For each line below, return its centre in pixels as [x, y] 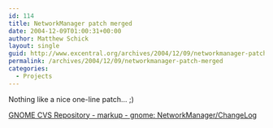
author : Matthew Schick [49, 38]
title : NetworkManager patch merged [70, 23]
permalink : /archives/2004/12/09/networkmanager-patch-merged [116, 62]
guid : [17, 53]
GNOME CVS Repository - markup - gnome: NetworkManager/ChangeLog [133, 115]
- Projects [34, 76]
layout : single [34, 46]
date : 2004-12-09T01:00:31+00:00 [65, 31]
